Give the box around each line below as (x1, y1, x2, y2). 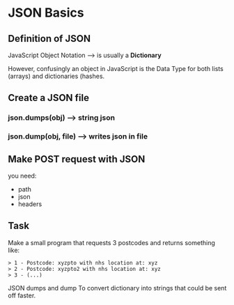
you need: (8, 172, 37, 180)
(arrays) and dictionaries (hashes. (8, 72, 105, 80)
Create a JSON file (8, 92, 90, 104)
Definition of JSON (8, 33, 91, 45)
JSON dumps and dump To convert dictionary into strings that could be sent (8, 283, 227, 292)
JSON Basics (8, 5, 84, 21)
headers (17, 200, 42, 208)
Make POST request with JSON (8, 153, 146, 165)
